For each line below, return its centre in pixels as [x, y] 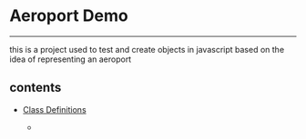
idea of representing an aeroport [71, 59]
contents [36, 88]
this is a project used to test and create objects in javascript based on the [147, 49]
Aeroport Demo [69, 16]
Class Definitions [54, 109]
